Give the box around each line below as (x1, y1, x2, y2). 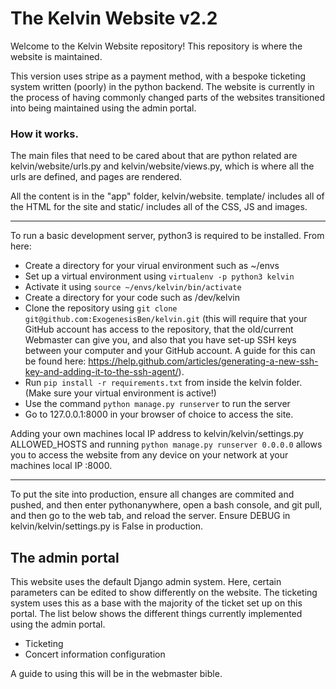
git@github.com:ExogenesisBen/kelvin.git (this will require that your (24, 313, 308, 325)
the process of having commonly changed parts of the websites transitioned (10, 91, 325, 103)
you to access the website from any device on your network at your (10, 449, 289, 461)
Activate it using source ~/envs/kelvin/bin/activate (24, 281, 242, 293)
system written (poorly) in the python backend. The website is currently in (10, 80, 315, 92)
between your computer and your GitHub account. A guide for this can (24, 345, 316, 357)
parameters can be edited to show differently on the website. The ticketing (10, 587, 318, 599)
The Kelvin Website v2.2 (10, 7, 218, 30)
